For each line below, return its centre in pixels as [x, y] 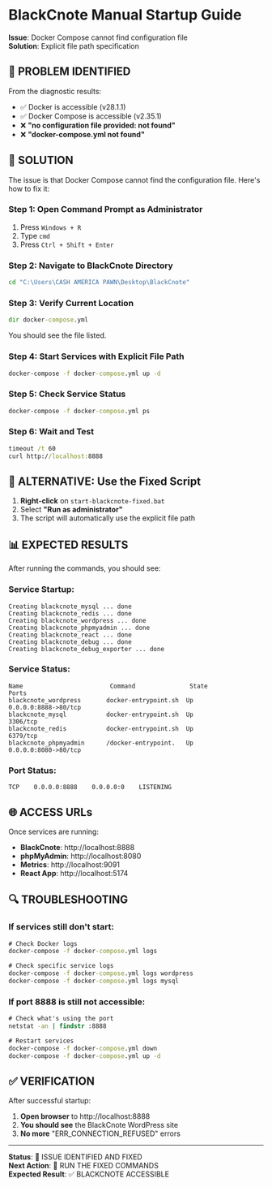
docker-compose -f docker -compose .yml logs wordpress [101, 973]
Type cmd [35, 235]
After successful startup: [50, 1101]
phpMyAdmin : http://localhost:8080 [81, 856]
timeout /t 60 [32, 448]
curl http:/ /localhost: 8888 [56, 456]
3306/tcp [23, 721]
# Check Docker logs [43, 943]
